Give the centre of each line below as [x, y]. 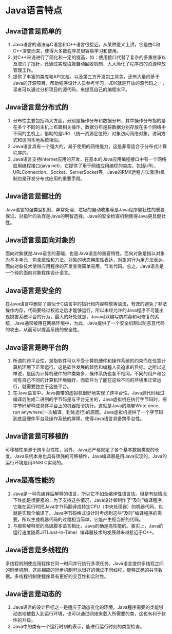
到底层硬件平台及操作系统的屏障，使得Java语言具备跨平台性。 [79, 419]
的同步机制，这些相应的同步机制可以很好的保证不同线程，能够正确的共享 [82, 570]
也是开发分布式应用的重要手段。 [51, 178]
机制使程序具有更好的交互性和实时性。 [68, 576]
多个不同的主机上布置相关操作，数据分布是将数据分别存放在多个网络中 [91, 127]
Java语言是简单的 [33, 31]
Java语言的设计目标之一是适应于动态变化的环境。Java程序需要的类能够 [88, 607]
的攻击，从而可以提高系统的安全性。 [44, 330]
